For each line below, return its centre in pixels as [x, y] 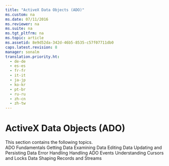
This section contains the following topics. [49, 142]
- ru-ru [18, 94]
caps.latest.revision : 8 [31, 47]
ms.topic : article [24, 38]
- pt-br [18, 89]
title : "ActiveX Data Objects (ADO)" [45, 10]
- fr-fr [18, 71]
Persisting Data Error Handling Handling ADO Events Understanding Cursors [84, 153]
